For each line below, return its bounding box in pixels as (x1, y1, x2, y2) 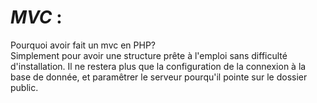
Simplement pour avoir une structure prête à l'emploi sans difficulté (10, 49, 288, 61)
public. (10, 81, 39, 93)
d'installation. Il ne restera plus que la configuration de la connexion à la (10, 60, 307, 72)
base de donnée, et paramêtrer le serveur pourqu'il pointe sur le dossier (10, 71, 308, 83)
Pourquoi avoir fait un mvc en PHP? (10, 39, 157, 51)
